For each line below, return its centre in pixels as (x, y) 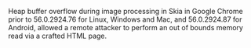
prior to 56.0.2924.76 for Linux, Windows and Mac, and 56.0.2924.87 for (125, 19)
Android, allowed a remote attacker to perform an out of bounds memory (125, 27)
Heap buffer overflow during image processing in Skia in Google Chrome (125, 11)
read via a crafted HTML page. (58, 36)
